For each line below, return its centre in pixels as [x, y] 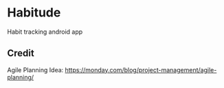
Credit [21, 53]
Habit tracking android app [45, 32]
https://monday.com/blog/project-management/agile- [141, 69]
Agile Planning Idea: [35, 69]
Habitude [34, 13]
